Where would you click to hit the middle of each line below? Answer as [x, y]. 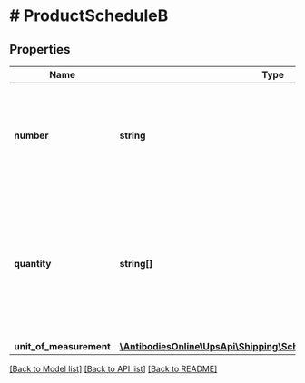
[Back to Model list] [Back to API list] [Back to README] [113, 369]
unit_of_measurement [62, 346]
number [31, 135]
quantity [33, 264]
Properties [40, 49]
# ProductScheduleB [89, 16]
